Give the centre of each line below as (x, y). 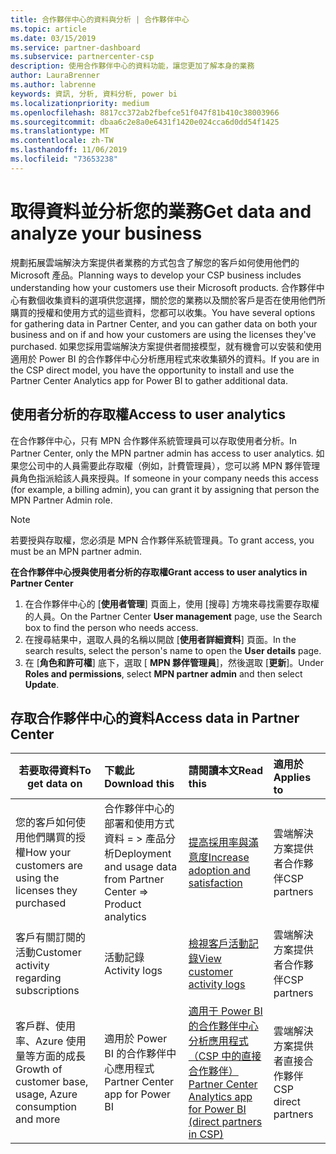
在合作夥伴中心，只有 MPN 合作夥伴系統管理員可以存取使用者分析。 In (154, 440)
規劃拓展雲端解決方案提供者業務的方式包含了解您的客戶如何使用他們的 (155, 262)
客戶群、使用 (46, 1026)
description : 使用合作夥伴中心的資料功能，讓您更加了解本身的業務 (132, 66)
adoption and (219, 871)
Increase (229, 858)
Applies (292, 778)
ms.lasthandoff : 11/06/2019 (69, 150)
